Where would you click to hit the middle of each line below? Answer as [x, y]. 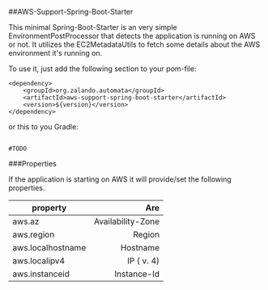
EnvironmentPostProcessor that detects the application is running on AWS [132, 36]
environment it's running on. [55, 53]
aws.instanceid [41, 274]
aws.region [34, 235]
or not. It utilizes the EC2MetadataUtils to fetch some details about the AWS [134, 44]
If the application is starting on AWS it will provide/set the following [120, 179]
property [49, 208]
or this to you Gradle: [43, 127]
